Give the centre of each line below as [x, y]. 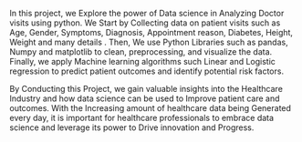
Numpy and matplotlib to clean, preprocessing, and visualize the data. [141, 52]
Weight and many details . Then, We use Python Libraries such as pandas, [149, 42]
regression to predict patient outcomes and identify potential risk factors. [147, 71]
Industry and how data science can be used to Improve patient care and [145, 98]
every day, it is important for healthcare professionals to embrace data [142, 118]
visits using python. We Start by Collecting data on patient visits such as [145, 23]
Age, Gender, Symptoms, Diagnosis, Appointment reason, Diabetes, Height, [151, 32]
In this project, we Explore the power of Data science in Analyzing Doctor [147, 13]
